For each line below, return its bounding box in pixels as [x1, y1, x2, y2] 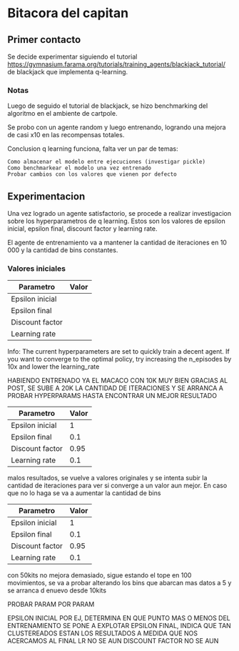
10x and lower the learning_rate [7, 362, 100, 371]
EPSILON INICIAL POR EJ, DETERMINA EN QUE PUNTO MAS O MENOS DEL [7, 614, 230, 622]
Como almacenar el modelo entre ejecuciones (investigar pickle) [7, 159, 205, 166]
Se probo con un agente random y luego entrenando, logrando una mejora [7, 123, 226, 131]
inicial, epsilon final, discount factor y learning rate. [7, 224, 158, 233]
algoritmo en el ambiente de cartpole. [7, 109, 118, 118]
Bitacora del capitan [7, 5, 129, 21]
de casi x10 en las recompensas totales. [7, 131, 125, 139]
